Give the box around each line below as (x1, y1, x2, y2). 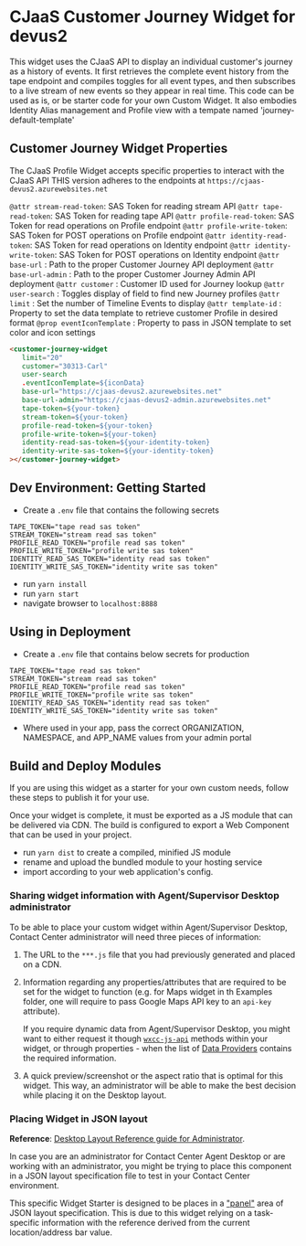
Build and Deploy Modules (9, 759, 162, 774)
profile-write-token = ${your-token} (21, 430, 157, 439)
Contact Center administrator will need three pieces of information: (9, 931, 262, 942)
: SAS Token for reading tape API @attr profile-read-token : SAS (49, 210, 295, 221)
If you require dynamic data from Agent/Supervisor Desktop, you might (22, 1023, 290, 1034)
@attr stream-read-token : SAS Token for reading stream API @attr (9, 200, 259, 211)
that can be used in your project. (9, 829, 132, 840)
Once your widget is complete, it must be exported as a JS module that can (9, 810, 293, 821)
